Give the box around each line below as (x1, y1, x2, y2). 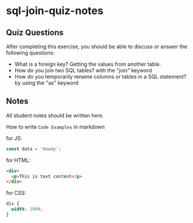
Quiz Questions (6, 28, 64, 38)
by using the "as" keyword (14, 79, 79, 86)
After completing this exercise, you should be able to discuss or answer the (6, 43, 188, 50)
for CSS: (6, 190, 26, 197)
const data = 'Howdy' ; (6, 146, 61, 152)
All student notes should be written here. (6, 112, 104, 119)
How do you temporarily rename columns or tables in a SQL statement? (14, 73, 187, 80)
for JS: (6, 134, 22, 141)
